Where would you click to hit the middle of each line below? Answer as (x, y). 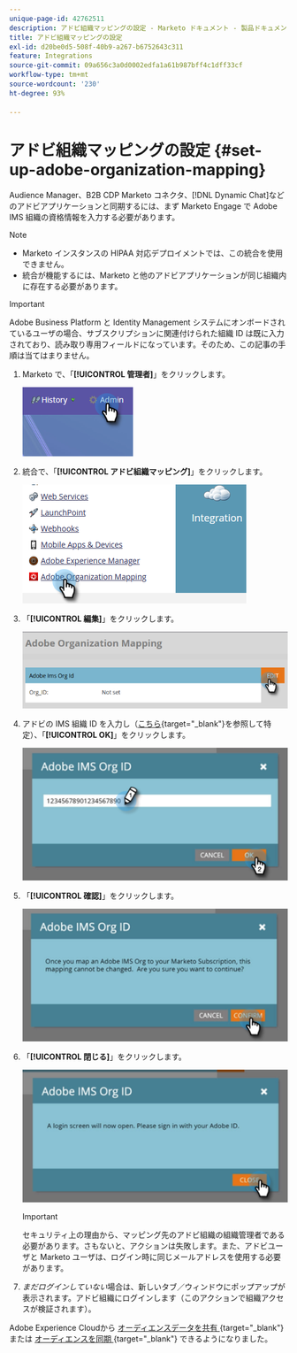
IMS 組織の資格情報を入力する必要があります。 (94, 218)
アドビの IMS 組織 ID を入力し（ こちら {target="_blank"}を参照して (143, 724)
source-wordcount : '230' (55, 84)
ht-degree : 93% (37, 93)
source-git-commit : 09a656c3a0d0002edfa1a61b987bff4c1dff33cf (126, 65)
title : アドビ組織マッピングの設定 (66, 37)
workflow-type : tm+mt (49, 75)
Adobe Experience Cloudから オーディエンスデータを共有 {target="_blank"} (147, 1328)
